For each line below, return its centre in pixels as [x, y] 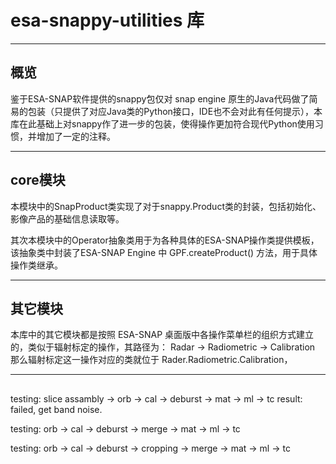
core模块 [38, 180]
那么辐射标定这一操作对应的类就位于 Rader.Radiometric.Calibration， [151, 360]
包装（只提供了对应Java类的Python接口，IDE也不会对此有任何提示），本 [175, 111]
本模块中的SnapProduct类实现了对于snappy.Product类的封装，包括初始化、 [166, 206]
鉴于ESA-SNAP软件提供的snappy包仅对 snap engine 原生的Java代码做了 [160, 98]
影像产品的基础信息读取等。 [67, 218]
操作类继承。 [36, 265]
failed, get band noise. [56, 409]
